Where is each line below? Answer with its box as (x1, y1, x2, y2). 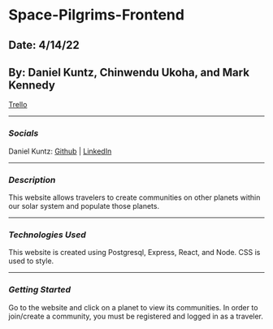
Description (8, 174, 56, 185)
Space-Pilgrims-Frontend (8, 6, 185, 24)
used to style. (8, 256, 54, 266)
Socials (8, 128, 39, 139)
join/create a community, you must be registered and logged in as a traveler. (8, 311, 264, 321)
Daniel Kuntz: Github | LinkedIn (8, 146, 112, 156)
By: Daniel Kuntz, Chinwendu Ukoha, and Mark (8, 65, 250, 79)
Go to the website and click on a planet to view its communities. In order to (8, 302, 258, 312)
